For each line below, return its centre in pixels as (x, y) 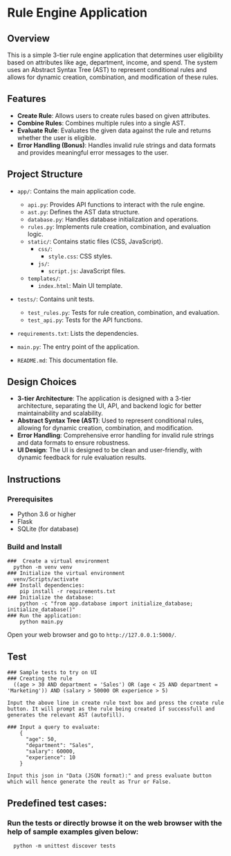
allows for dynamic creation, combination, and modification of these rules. (113, 77)
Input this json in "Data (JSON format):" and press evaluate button (110, 776)
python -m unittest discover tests (65, 846)
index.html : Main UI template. (80, 285)
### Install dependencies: (46, 585)
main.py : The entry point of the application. (78, 346)
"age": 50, (41, 739)
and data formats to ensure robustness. (73, 443)
